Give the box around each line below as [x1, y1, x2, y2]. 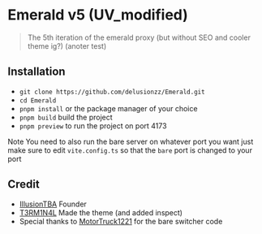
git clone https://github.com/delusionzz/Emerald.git [19, 88, 205, 96]
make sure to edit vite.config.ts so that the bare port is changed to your [7, 145, 253, 155]
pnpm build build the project [19, 112, 113, 122]
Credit [7, 177, 40, 192]
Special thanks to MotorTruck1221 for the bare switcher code [19, 216, 223, 226]
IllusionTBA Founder [19, 199, 87, 209]
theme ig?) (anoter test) [27, 41, 107, 50]
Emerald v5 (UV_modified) [7, 6, 188, 24]
